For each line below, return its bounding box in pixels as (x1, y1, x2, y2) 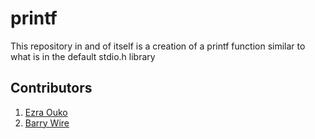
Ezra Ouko (24, 106, 68, 118)
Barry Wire (24, 117, 70, 129)
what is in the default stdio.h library (10, 50, 156, 62)
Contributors (10, 80, 93, 97)
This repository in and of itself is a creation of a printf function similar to (10, 40, 306, 52)
